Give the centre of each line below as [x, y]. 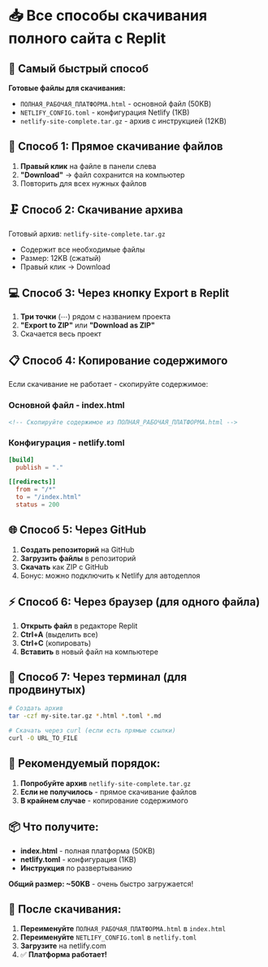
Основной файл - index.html [67, 405]
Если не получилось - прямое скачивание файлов [108, 791]
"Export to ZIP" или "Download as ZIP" [88, 325]
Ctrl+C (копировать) [56, 643]
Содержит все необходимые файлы [82, 249]
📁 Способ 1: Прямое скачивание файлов [116, 147]
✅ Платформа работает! [64, 955]
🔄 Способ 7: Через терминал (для [98, 676]
